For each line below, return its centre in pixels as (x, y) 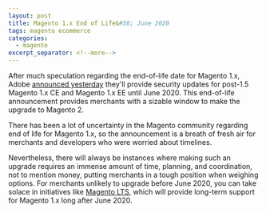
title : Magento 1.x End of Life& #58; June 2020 (89, 23)
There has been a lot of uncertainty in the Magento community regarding (128, 125)
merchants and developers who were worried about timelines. (110, 142)
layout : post (30, 16)
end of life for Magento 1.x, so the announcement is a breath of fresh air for (132, 134)
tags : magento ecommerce (50, 30)
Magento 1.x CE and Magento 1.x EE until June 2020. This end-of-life (121, 92)
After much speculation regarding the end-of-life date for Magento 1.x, (124, 76)
